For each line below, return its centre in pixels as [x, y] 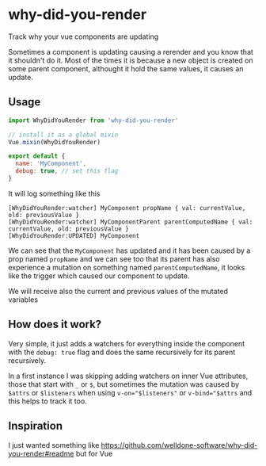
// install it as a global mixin [63, 135]
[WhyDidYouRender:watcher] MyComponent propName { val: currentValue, [127, 208]
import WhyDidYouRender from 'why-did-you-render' [93, 120]
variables [23, 300]
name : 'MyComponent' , [51, 164]
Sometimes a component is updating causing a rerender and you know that [131, 52]
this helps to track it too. [47, 401]
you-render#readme [41, 453]
